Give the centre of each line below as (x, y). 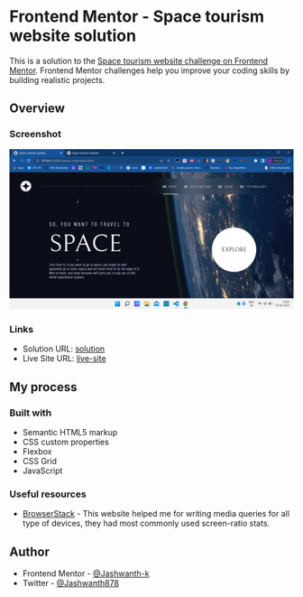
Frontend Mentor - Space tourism (137, 17)
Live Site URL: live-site (64, 359)
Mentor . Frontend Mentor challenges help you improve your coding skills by (150, 70)
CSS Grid (39, 462)
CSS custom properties (66, 442)
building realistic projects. (57, 79)
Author (29, 551)
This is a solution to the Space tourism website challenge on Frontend (139, 61)
